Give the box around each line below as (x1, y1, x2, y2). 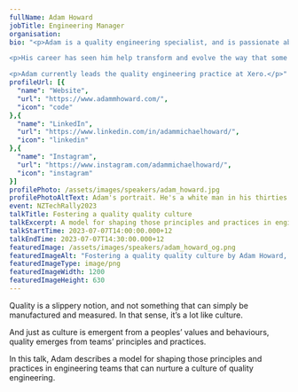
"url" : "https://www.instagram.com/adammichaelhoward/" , (17, 161, 232, 169)
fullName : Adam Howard (9, 12, 93, 22)
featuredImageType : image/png (9, 259, 122, 269)
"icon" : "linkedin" (17, 136, 90, 145)
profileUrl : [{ (9, 78, 66, 87)
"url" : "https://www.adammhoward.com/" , (17, 94, 169, 103)
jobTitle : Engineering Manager (9, 21, 125, 30)
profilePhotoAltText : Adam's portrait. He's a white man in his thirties (9, 193, 288, 202)
